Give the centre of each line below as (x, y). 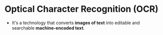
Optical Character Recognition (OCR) (81, 9)
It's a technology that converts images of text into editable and (76, 23)
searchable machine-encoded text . (48, 28)
